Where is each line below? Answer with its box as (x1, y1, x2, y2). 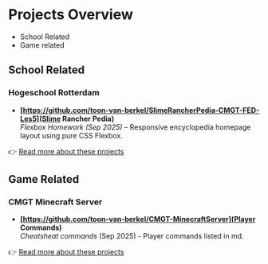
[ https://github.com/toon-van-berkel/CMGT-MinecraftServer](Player (19, 215, 256, 224)
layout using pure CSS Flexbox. (19, 130, 124, 140)
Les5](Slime (19, 114, 61, 123)
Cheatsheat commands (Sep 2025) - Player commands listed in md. (19, 231, 245, 241)
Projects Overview (8, 6, 133, 24)
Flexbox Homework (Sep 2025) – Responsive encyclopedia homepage (19, 122, 251, 132)
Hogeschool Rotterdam (8, 87, 100, 99)
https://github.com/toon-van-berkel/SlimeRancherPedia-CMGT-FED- (22, 105, 260, 115)
